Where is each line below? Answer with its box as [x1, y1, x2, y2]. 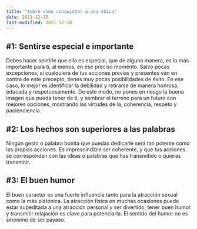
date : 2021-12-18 [6, 14, 49, 20]
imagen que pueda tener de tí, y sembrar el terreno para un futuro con [6, 95, 176, 102]
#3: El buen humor [6, 175, 75, 185]
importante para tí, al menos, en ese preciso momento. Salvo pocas [6, 63, 170, 71]
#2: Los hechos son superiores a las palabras [6, 124, 175, 134]
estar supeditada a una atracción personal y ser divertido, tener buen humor [6, 204, 191, 211]
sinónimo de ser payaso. [6, 216, 66, 223]
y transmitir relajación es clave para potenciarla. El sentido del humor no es [6, 210, 188, 217]
